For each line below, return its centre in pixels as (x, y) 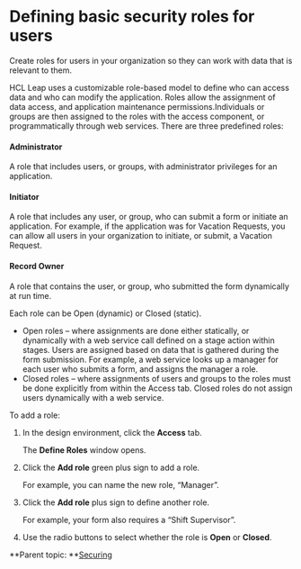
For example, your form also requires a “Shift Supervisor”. (129, 519)
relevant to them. (41, 70)
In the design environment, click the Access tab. (112, 432)
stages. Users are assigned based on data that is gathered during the (150, 349)
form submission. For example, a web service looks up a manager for (150, 359)
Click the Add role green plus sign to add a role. (111, 467)
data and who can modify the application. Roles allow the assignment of (142, 97)
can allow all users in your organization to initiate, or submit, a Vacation (141, 236)
